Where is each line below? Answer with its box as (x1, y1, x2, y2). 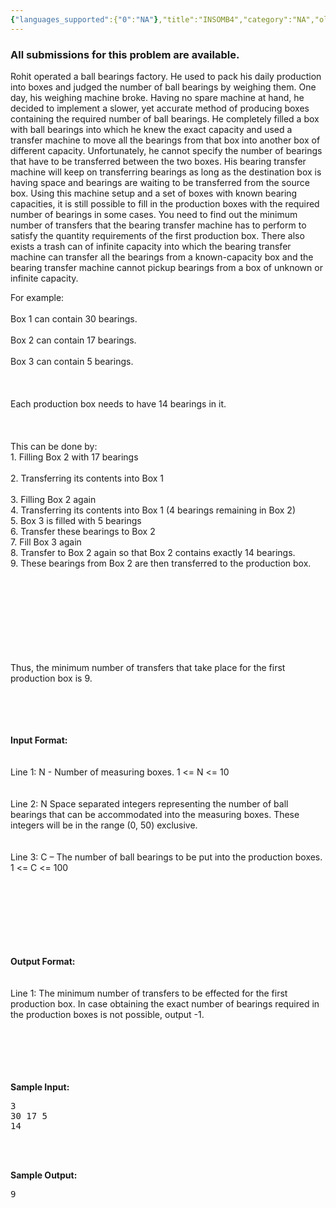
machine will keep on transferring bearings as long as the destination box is (10, 166, 322, 178)
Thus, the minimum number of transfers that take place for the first (10, 661, 286, 673)
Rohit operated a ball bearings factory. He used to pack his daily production (10, 70, 322, 82)
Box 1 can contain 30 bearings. (10, 312, 138, 325)
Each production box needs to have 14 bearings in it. (10, 397, 227, 410)
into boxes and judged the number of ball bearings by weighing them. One (10, 81, 317, 93)
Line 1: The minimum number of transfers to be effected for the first (10, 987, 288, 999)
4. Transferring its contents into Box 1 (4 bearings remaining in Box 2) (10, 504, 296, 516)
